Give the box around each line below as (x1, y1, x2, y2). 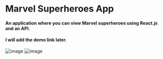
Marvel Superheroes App (5, 3, 114, 15)
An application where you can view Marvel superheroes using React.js (5, 20, 158, 26)
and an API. (5, 25, 31, 31)
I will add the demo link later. (5, 37, 67, 43)
